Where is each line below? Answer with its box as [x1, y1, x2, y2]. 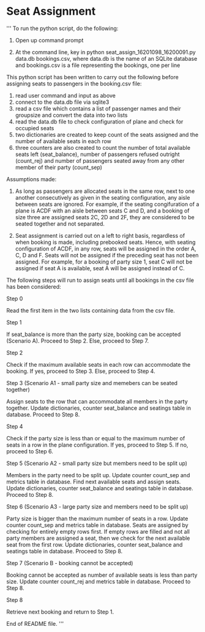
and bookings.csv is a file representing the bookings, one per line [15, 61, 181, 69]
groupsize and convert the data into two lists [15, 111, 128, 119]
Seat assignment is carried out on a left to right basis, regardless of [15, 232, 185, 239]
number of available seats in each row [15, 137, 112, 145]
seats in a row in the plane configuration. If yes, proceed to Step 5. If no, [6, 441, 188, 448]
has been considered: [6, 283, 61, 290]
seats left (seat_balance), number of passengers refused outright [15, 150, 180, 158]
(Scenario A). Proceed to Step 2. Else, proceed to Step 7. [6, 337, 149, 345]
